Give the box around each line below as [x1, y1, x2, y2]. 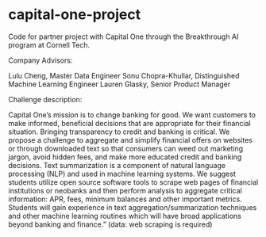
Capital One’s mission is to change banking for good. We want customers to [8, 109, 256, 120]
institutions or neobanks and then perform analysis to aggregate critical [8, 185, 242, 195]
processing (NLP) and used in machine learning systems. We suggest [8, 169, 236, 178]
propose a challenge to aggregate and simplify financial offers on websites [8, 135, 253, 144]
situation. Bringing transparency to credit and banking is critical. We [8, 127, 230, 136]
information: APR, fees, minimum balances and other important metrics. [8, 194, 242, 204]
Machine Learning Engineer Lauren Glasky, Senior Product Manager [8, 79, 231, 89]
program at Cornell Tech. [8, 40, 90, 49]
